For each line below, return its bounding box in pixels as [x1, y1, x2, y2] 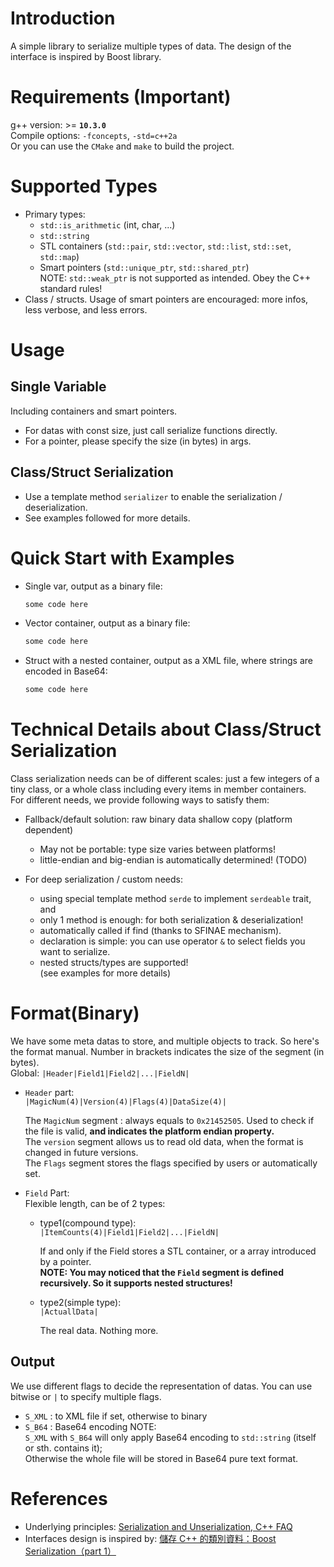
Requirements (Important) [10, 86, 232, 109]
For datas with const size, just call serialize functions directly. [24, 424, 278, 436]
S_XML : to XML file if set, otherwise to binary [24, 1410, 208, 1422]
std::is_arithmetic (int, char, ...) [39, 218, 176, 231]
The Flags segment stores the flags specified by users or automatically [24, 1157, 318, 1169]
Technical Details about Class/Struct [10, 718, 322, 741]
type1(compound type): [39, 1217, 137, 1229]
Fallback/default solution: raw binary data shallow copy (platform [24, 813, 293, 826]
